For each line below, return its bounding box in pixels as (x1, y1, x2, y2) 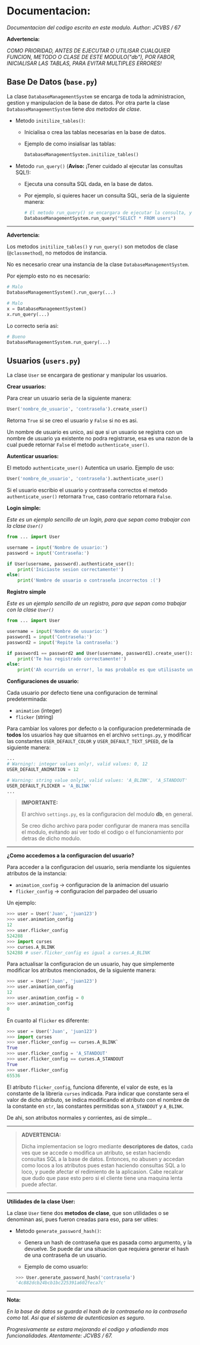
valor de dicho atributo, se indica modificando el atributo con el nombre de (7, 1096, 190, 1103)
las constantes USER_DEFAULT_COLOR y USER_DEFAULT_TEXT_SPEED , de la (7, 738, 174, 745)
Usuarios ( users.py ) (7, 356, 81, 366)
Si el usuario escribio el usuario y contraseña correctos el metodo (7, 487, 168, 494)
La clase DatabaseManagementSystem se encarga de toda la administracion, (7, 92, 186, 100)
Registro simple (7, 588, 46, 595)
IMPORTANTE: (21, 799, 58, 806)
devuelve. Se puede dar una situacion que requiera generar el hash (24, 1245, 189, 1252)
